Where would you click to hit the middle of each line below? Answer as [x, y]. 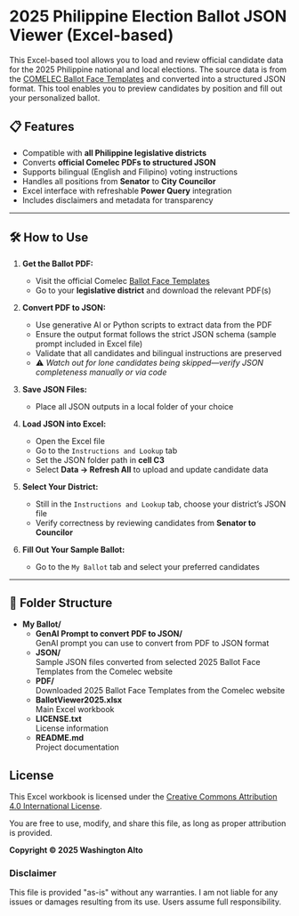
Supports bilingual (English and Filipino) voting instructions [130, 172]
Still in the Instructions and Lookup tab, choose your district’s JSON [161, 504]
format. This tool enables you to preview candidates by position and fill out [146, 88]
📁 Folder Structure [61, 603]
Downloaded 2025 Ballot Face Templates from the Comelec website [160, 691]
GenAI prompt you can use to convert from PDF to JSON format [152, 644]
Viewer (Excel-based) [92, 35]
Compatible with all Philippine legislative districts [114, 152]
